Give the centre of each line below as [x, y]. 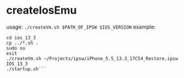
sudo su [16, 48]
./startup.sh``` [26, 69]
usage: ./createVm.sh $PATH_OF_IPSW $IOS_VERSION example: [81, 27]
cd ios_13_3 [21, 38]
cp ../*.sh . [22, 43]
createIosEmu [41, 10]
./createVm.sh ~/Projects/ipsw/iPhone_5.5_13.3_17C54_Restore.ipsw [92, 58]
